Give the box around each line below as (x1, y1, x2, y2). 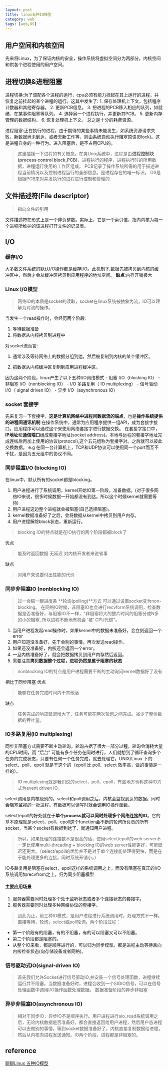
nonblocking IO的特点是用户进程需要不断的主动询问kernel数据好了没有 (17, 668, 162, 674)
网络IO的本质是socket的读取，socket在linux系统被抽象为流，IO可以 (17, 298, 156, 304)
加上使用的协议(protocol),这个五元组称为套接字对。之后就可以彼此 (26, 438, 162, 444)
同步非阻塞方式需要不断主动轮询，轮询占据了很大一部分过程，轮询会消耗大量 (5, 743, 163, 749)
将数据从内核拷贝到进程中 (12, 332, 65, 338)
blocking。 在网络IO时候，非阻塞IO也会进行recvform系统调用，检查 (17, 604, 156, 610)
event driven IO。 (26, 785, 62, 791)
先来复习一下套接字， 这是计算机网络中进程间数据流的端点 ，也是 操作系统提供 (5, 413, 163, 419)
